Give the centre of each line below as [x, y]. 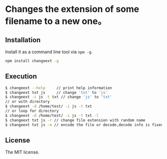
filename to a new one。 [56, 21]
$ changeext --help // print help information [59, 88]
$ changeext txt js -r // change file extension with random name [75, 120]
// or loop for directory [32, 111]
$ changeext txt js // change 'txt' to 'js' [56, 92]
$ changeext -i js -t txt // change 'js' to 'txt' [59, 97]
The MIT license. [22, 152]
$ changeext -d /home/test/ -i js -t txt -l [52, 115]
